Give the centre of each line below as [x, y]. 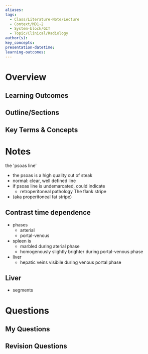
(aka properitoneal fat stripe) [42, 197]
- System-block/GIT [30, 29]
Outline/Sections [32, 113]
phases [20, 224]
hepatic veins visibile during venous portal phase [70, 262]
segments [23, 290]
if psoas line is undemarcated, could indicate [59, 186]
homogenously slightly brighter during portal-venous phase [82, 251]
